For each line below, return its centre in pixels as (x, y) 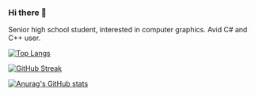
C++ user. (25, 38)
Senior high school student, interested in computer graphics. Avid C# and (128, 30)
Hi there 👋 (28, 13)
